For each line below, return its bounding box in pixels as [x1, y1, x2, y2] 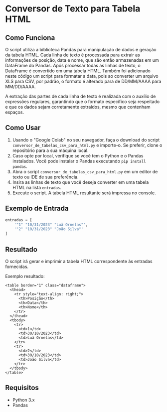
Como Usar [5, 124, 41, 132]
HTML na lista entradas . [12, 184, 61, 190]
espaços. [5, 109, 24, 115]
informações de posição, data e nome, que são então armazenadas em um [5, 57, 159, 63]
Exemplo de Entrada [5, 204, 69, 213]
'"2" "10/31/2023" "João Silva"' [14, 227, 84, 232]
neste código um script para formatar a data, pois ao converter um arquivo [5, 73, 159, 79]
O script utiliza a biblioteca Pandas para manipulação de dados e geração [5, 47, 157, 52]
